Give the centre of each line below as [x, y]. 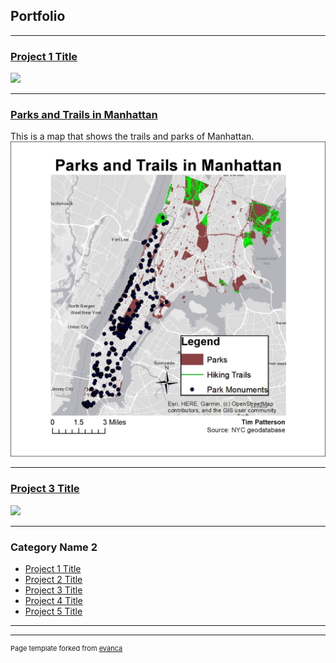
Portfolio [38, 16]
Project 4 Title [53, 600]
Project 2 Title [53, 579]
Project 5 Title [53, 611]
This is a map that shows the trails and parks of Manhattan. [132, 136]
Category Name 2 [54, 547]
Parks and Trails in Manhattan [84, 115]
